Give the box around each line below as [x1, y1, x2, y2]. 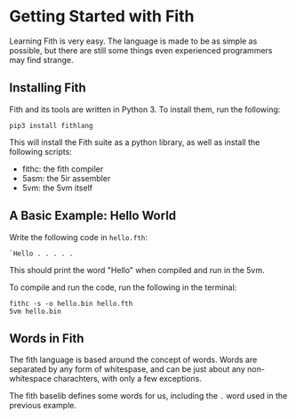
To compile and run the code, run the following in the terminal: [9, 282, 237, 293]
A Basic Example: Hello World [9, 208, 177, 223]
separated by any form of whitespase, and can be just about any [9, 364, 246, 375]
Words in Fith [9, 331, 84, 346]
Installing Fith [9, 80, 86, 95]
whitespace [9, 374, 52, 384]
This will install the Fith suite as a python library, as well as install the [9, 136, 260, 148]
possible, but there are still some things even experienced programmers [9, 44, 273, 55]
